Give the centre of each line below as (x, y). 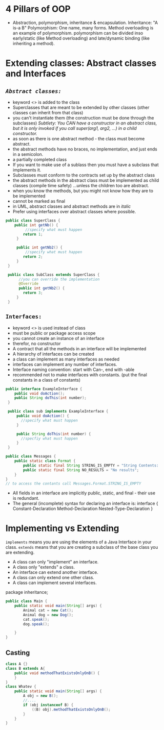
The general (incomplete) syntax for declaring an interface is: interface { (85, 504)
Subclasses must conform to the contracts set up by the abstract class (84, 175)
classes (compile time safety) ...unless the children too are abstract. (81, 185)
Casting (18, 653)
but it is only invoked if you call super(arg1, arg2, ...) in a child (75, 128)
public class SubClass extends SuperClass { (53, 275)
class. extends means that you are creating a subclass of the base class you (82, 547)
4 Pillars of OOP (38, 9)
